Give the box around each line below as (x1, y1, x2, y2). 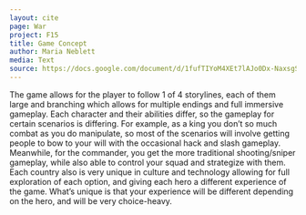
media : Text (9, 56, 55, 65)
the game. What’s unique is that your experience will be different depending (9, 186, 294, 197)
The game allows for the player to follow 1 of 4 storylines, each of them (9, 88, 276, 100)
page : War (9, 22, 47, 31)
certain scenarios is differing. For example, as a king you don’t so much (9, 118, 278, 128)
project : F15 (9, 30, 59, 39)
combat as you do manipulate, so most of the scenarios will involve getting (9, 128, 290, 138)
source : (9, 65, 39, 74)
